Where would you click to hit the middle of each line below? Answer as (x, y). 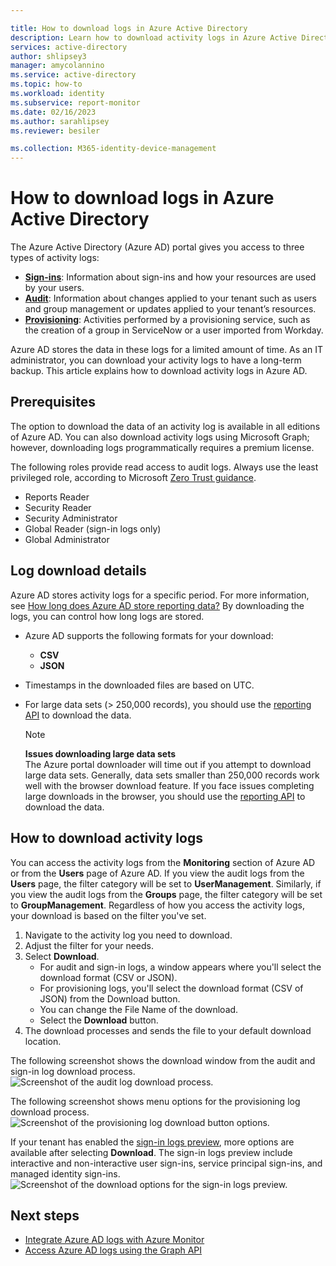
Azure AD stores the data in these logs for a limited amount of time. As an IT (166, 350)
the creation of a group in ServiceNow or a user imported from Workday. (174, 330)
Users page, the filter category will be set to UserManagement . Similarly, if (166, 883)
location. (43, 1041)
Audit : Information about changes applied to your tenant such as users (170, 298)
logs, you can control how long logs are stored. (107, 616)
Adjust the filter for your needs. (89, 945)
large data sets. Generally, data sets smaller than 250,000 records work (172, 775)
